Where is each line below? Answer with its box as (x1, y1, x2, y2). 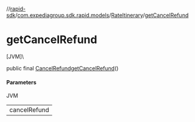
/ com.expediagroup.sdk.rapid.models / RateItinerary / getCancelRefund (15, 12, 189, 19)
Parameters (6, 78, 37, 86)
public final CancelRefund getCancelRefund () (6, 64, 119, 72)
